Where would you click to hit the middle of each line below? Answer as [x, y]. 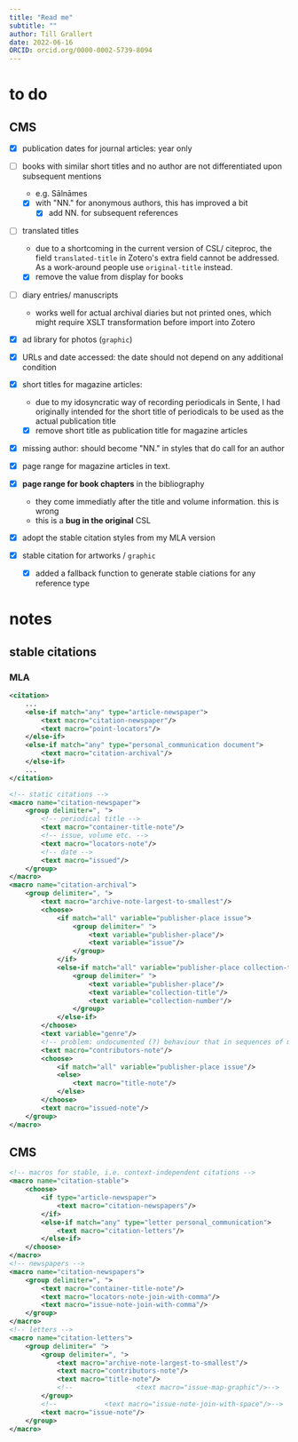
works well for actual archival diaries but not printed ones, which [153, 313]
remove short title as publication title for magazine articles [141, 430]
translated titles [51, 231]
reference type [63, 584]
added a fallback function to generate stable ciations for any [145, 573]
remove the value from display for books [109, 277]
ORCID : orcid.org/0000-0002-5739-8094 [81, 51]
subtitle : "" [33, 26]
